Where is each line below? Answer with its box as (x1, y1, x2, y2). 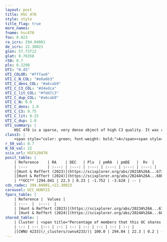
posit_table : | (5, 155, 37, 160)
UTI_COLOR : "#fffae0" (5, 72, 50, 77)
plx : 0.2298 (5, 63, 30, 68)
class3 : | (5, 132, 26, 137)
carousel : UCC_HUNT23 (5, 187, 50, 192)
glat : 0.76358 (5, 53, 35, 59)
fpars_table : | (5, 192, 37, 197)
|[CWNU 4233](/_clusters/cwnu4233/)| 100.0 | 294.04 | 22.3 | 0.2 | (14, 229, 159, 234)
